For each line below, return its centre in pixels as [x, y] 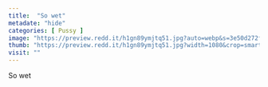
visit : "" [25, 53]
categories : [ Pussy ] [46, 30]
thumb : [19, 45]
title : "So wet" [37, 16]
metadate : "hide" [37, 23]
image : [19, 38]
